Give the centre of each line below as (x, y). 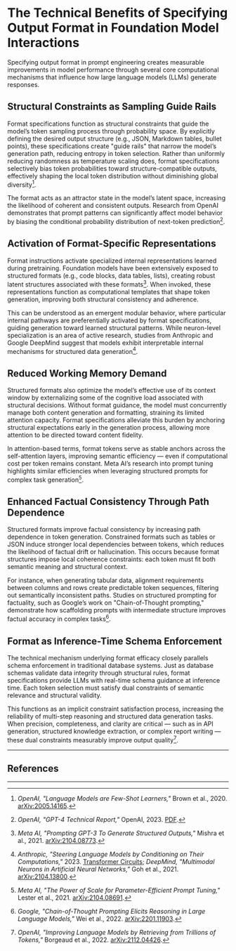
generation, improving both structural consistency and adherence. (103, 299)
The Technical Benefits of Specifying (118, 13)
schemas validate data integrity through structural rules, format (99, 673)
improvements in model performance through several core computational (113, 70)
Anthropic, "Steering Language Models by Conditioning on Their (111, 854)
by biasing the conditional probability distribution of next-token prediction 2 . (116, 221)
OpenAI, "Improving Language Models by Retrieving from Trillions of (117, 933)
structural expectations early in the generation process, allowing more (109, 427)
